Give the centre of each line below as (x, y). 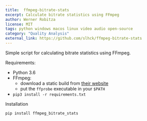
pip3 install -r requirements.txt (49, 95)
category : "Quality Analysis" (37, 34)
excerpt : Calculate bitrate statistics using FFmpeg (62, 15)
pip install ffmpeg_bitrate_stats (42, 113)
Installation (17, 104)
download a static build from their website (64, 83)
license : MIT (19, 24)
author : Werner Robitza (31, 19)
